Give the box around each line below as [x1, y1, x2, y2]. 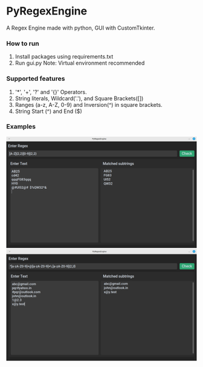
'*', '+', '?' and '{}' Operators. [14, 88, 88, 95]
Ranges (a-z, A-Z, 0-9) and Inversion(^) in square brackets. [14, 101, 163, 108]
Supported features [6, 74, 65, 83]
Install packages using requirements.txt [14, 53, 114, 60]
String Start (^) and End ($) [14, 107, 83, 115]
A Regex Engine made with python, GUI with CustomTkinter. [6, 24, 155, 31]
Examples [6, 123, 36, 131]
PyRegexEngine [6, 4, 88, 18]
